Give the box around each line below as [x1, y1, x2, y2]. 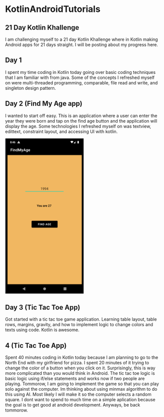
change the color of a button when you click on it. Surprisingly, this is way [5, 365, 156, 371]
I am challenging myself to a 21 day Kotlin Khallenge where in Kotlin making [5, 36, 158, 42]
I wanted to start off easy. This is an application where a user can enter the [5, 113, 158, 119]
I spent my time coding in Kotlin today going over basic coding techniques [5, 69, 156, 75]
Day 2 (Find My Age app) [5, 99, 82, 108]
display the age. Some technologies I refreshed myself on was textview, [5, 123, 152, 129]
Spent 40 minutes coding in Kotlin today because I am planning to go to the [5, 354, 159, 360]
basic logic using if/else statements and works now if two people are [5, 376, 145, 382]
